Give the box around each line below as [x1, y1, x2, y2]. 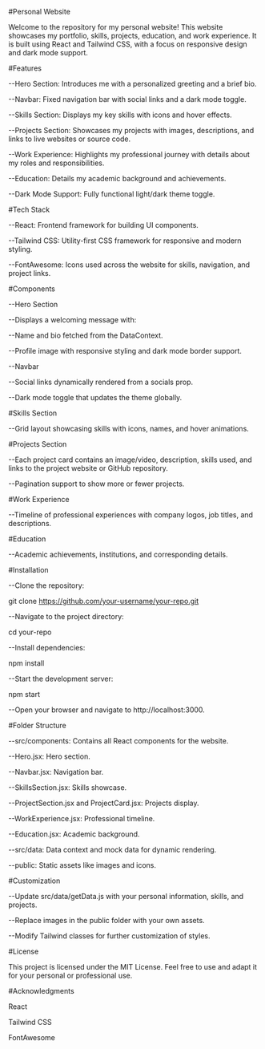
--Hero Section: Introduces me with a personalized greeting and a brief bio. [8, 79, 257, 88]
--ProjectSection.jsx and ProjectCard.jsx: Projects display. [8, 798, 199, 808]
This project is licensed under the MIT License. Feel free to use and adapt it [8, 962, 258, 971]
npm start [8, 690, 41, 699]
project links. [8, 269, 51, 277]
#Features [8, 63, 42, 73]
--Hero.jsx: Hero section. [8, 751, 90, 761]
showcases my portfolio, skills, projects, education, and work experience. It [8, 31, 257, 40]
